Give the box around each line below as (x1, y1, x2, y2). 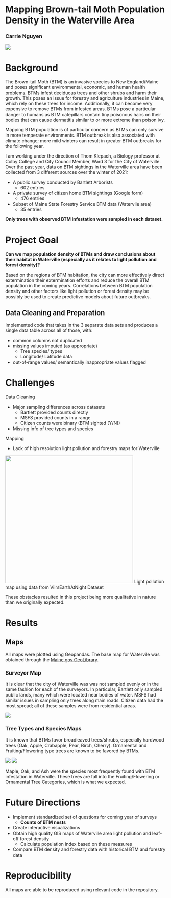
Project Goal (5, 234, 59, 246)
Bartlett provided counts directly (20, 409, 88, 415)
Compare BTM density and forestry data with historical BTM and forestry (12, 846, 166, 852)
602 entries (20, 185, 45, 191)
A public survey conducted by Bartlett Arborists (12, 179, 113, 185)
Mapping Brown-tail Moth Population (5, 4, 165, 15)
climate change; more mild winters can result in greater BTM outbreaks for (5, 138, 162, 144)
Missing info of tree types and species (12, 425, 93, 432)
